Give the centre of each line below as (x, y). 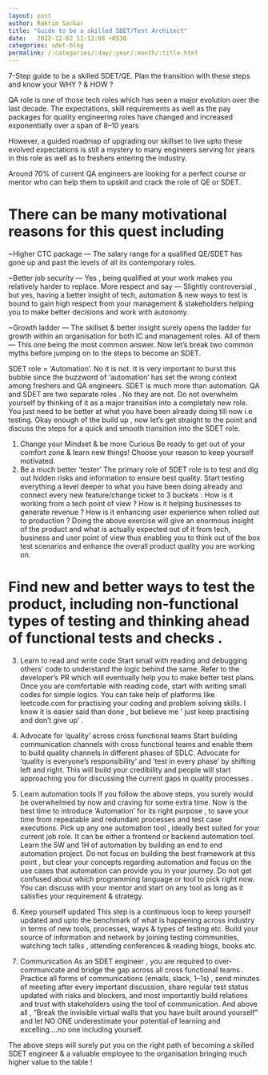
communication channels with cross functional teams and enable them (136, 744)
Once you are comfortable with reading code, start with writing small (133, 686)
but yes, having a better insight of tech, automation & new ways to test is (128, 294)
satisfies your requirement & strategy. (82, 896)
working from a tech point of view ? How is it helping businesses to (130, 503)
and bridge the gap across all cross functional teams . (155, 970)
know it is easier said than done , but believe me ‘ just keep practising (134, 712)
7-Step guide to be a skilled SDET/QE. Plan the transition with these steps (129, 76)
